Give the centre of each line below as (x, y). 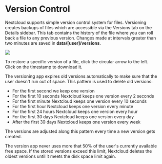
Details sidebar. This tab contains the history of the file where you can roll (79, 33)
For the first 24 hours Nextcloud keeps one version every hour (75, 111)
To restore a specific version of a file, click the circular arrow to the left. (77, 61)
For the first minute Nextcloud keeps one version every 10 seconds (80, 101)
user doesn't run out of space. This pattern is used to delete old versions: (79, 81)
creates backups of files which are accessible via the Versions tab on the (79, 27)
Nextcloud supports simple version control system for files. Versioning (76, 22)
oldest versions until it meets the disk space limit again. (61, 156)
